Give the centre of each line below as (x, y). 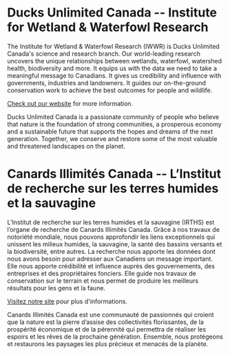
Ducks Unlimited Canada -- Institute (112, 13)
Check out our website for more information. (70, 103)
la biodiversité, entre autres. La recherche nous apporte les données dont (111, 251)
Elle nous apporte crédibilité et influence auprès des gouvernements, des (111, 266)
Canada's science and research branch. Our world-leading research (104, 54)
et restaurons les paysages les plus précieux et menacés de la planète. (108, 344)
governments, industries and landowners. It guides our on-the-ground (107, 83)
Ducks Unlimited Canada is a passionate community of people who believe (113, 117)
